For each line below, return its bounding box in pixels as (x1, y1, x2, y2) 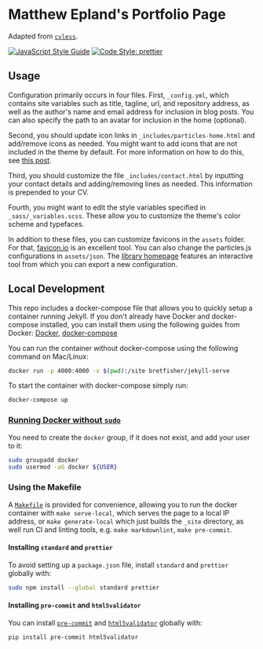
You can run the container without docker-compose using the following (8, 343, 239, 352)
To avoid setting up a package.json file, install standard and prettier (8, 560, 229, 570)
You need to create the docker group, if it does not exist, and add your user (8, 432, 250, 442)
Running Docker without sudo (8, 414, 122, 425)
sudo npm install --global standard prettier (8, 583, 159, 592)
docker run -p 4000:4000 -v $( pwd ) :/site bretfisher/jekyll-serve (8, 366, 230, 374)
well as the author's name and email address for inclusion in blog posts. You (8, 107, 254, 116)
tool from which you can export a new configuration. (8, 259, 178, 268)
